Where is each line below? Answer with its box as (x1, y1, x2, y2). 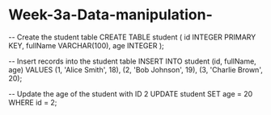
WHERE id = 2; (8, 97, 57, 107)
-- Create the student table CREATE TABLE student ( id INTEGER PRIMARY (8, 32, 256, 42)
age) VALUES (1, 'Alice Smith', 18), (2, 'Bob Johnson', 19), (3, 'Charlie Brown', (8, 64, 263, 74)
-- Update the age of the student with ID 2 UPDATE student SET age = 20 (8, 88, 253, 98)
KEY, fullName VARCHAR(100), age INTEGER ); (8, 40, 164, 50)
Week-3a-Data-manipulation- (8, 6, 213, 24)
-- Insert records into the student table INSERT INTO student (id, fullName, (8, 56, 256, 66)
